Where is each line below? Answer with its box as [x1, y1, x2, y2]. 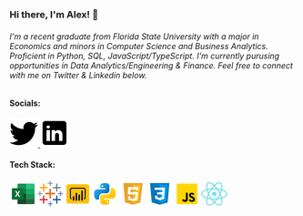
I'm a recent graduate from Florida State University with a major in [9, 31, 259, 42]
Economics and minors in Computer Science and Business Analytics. [9, 40, 268, 51]
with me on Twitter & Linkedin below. [9, 69, 147, 80]
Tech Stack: [9, 159, 56, 170]
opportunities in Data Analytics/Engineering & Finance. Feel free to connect [9, 59, 294, 71]
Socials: [9, 98, 41, 108]
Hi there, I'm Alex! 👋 [9, 8, 98, 21]
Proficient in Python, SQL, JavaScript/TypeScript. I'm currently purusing [9, 50, 280, 61]
